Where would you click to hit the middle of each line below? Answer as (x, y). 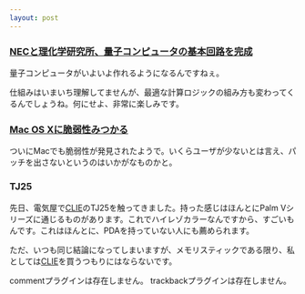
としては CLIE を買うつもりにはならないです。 (93, 261)
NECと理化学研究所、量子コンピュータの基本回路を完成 (131, 51)
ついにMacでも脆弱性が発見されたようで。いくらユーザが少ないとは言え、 (149, 151)
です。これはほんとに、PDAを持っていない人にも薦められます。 (136, 230)
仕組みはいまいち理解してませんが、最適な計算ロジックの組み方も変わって (148, 92)
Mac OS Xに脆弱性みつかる (69, 129)
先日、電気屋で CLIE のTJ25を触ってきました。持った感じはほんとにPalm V (148, 208)
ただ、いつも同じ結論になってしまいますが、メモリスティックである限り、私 (152, 249)
